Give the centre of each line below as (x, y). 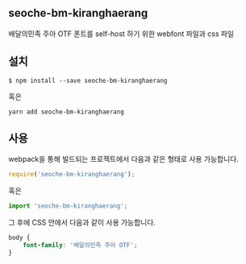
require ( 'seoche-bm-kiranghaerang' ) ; (72, 175)
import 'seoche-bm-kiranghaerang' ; (68, 206)
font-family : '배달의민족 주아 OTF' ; (80, 245)
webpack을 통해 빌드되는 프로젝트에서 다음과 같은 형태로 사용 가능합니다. (124, 159)
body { (19, 238)
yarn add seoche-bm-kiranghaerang (67, 112)
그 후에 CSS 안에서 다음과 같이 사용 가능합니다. (82, 223)
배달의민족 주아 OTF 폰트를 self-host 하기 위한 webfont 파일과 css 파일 (121, 33)
